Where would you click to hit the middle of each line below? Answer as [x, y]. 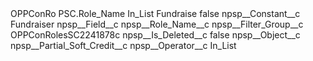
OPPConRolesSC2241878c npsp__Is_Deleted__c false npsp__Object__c [155, 35]
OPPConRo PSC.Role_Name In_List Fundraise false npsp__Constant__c [155, 13]
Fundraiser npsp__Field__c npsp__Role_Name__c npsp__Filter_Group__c [157, 24]
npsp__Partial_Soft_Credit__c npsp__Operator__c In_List [123, 45]
